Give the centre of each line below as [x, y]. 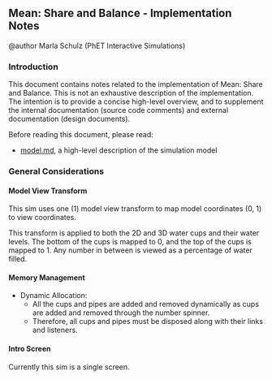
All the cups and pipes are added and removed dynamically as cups [146, 304]
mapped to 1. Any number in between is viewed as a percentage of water [131, 250]
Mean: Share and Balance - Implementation [120, 13]
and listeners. [55, 330]
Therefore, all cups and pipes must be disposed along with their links [148, 322]
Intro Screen [30, 349]
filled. [18, 259]
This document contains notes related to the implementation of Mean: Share [136, 84]
